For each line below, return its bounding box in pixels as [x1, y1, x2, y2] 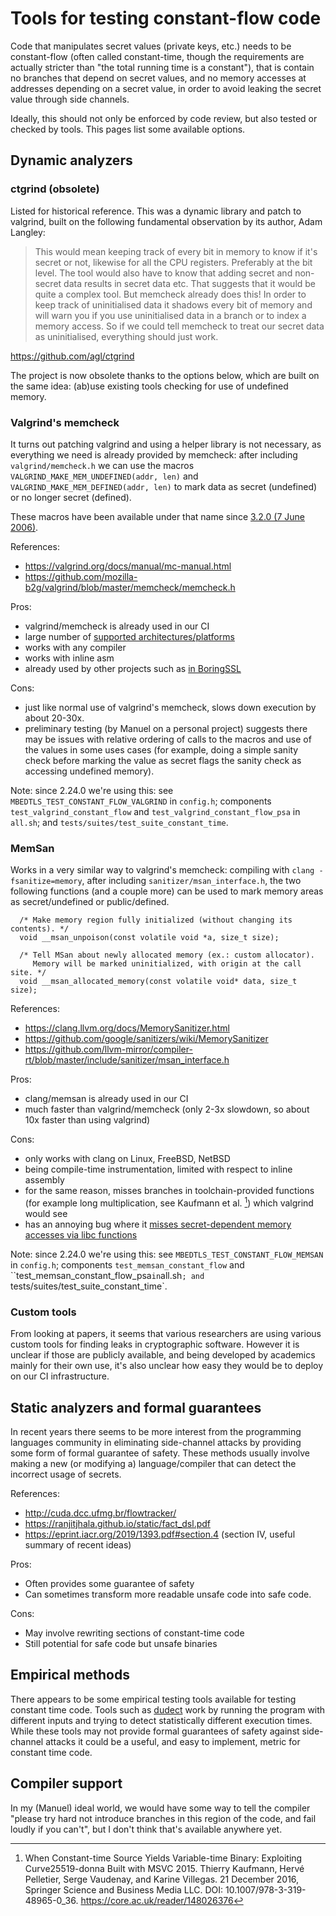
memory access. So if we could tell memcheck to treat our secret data [34, 320, 325, 332]
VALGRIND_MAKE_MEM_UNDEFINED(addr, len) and [10, 470, 199, 482]
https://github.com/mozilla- [24, 570, 138, 582]
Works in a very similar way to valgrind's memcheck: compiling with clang [10, 864, 315, 876]
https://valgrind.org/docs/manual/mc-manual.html [24, 560, 232, 572]
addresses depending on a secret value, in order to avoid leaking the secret [10, 82, 322, 94]
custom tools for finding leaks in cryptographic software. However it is [10, 1338, 300, 1351]
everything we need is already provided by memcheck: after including [10, 448, 298, 461]
